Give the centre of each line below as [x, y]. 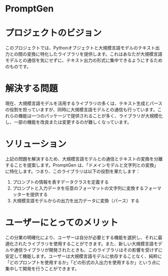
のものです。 [18, 67]
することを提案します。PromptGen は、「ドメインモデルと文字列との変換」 [82, 165]
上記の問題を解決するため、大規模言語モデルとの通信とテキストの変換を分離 [84, 159]
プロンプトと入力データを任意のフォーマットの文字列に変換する [78, 188]
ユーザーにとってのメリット [62, 223]
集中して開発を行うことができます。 [42, 269]
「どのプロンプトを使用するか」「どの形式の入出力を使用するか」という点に [83, 262]
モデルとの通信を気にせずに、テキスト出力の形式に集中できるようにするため [84, 60]
